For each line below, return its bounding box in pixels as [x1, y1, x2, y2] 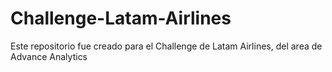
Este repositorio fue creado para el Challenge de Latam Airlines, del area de [10, 40, 323, 52]
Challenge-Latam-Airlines [10, 7, 232, 30]
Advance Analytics [10, 50, 88, 62]
